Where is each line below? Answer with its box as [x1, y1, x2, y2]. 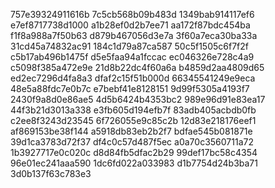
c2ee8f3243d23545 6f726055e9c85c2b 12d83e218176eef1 [10, 115, 257, 126]
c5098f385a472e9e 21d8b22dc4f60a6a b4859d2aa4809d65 [10, 62, 265, 73]
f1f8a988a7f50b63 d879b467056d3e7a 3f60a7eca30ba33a [10, 30, 258, 41]
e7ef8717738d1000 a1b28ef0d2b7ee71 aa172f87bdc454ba [10, 19, 251, 31]
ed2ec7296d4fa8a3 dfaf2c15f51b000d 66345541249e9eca [10, 72, 256, 84]
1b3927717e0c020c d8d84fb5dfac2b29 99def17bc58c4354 [10, 147, 258, 158]
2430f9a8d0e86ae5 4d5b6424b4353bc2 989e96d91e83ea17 [10, 94, 266, 105]
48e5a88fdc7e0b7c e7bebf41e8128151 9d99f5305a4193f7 [10, 83, 250, 94]
